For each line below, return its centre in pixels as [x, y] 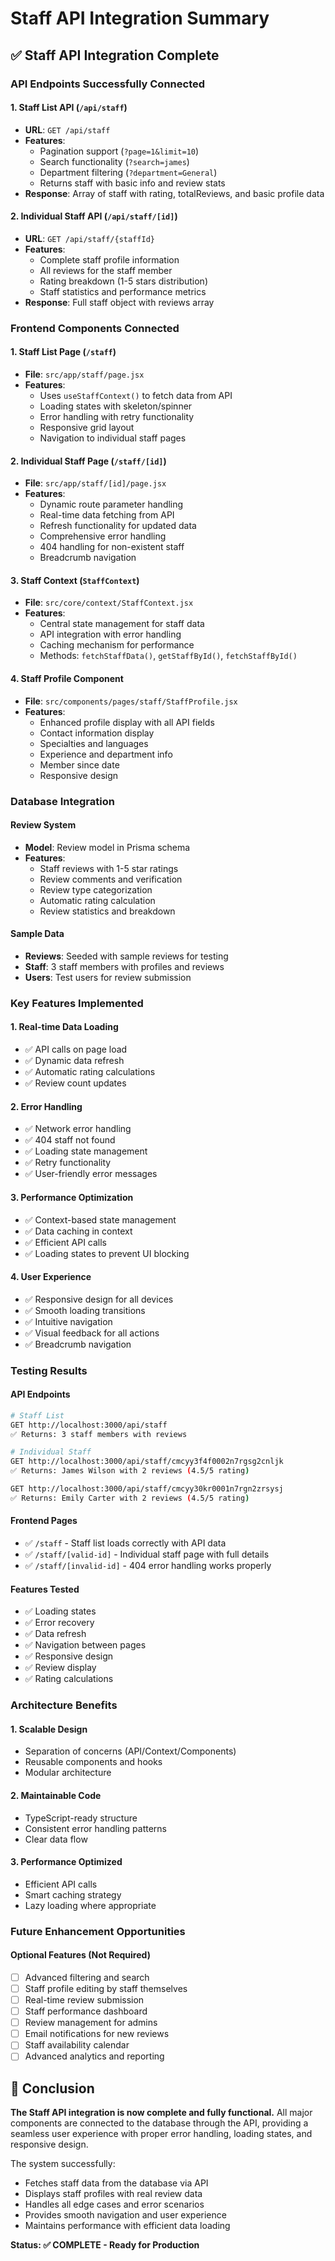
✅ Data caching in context [78, 1231]
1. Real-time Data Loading [64, 1027]
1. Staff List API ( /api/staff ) [69, 108]
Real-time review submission [84, 2000]
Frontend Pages [44, 1521]
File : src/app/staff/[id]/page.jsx [95, 483]
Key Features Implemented [77, 1003]
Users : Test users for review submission [108, 977]
